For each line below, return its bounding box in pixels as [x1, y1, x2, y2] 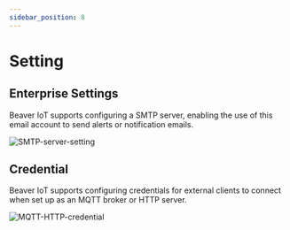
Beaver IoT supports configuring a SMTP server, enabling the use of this [9, 110, 273, 120]
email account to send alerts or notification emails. [9, 119, 193, 129]
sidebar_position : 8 [9, 12, 86, 22]
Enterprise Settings [9, 86, 119, 102]
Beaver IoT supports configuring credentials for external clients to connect [9, 185, 282, 195]
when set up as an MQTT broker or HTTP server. [9, 195, 188, 205]
